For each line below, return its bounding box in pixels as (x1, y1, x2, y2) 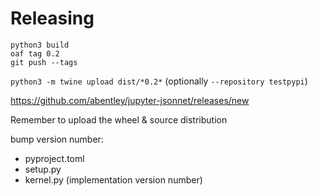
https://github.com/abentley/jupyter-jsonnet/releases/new (10, 94, 250, 106)
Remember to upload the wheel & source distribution (10, 113, 228, 126)
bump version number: (10, 133, 104, 145)
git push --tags (10, 57, 78, 67)
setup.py (24, 163, 62, 175)
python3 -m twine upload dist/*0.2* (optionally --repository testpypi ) (10, 75, 308, 87)
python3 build (10, 40, 70, 50)
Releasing (10, 7, 95, 30)
